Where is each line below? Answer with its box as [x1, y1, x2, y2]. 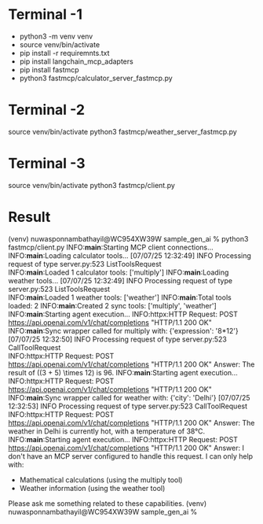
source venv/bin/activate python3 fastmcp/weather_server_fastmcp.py [8, 127, 237, 136]
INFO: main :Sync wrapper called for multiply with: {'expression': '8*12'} [8, 326, 239, 335]
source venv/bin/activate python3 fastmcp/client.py [8, 180, 175, 190]
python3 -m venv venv [19, 31, 93, 41]
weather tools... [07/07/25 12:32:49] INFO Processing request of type [8, 275, 233, 285]
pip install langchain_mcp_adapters [19, 57, 133, 66]
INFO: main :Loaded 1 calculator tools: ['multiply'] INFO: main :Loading [8, 268, 229, 277]
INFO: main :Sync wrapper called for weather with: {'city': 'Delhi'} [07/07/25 [8, 393, 250, 402]
